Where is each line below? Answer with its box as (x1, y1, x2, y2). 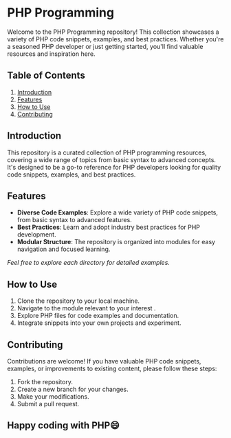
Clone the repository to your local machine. (16, 297, 140, 305)
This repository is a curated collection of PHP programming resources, (7, 148, 208, 157)
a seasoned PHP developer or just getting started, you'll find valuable (7, 42, 203, 50)
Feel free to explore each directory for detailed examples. (7, 259, 170, 267)
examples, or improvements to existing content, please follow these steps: (7, 364, 217, 372)
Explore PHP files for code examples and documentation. (16, 312, 179, 320)
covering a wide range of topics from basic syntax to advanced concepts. (7, 155, 217, 163)
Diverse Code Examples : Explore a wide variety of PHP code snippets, (16, 208, 219, 217)
